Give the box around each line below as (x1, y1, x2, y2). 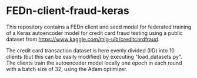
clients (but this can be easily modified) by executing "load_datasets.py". (6, 53, 182, 60)
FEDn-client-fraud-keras (6, 4, 129, 17)
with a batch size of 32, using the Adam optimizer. (6, 65, 128, 72)
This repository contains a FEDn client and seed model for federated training (6, 23, 192, 30)
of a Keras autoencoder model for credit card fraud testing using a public (6, 29, 183, 36)
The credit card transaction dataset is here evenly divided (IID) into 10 (6, 47, 175, 54)
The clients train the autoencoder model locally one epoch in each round (6, 59, 182, 66)
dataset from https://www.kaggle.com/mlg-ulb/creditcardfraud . (6, 36, 160, 42)
